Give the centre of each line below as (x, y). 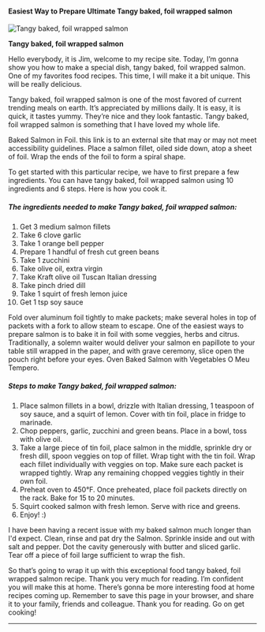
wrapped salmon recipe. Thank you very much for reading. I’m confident (126, 579)
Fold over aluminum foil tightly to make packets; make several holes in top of (132, 318)
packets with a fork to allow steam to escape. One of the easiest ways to (126, 326)
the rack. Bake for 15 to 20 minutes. (77, 498)
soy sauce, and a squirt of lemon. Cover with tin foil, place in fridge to (132, 414)
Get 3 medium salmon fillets (65, 227)
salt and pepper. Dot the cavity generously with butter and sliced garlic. (124, 547)
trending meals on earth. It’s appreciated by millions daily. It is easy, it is (125, 108)
